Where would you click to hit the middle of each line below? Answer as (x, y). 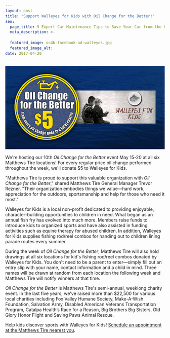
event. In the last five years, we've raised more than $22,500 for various (80, 293)
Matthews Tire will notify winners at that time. (53, 278)
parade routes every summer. (36, 241)
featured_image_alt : (31, 48)
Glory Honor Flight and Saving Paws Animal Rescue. (60, 315)
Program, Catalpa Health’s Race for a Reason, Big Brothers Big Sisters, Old (83, 310)
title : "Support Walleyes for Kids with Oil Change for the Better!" (80, 16)
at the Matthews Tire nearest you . (40, 330)
